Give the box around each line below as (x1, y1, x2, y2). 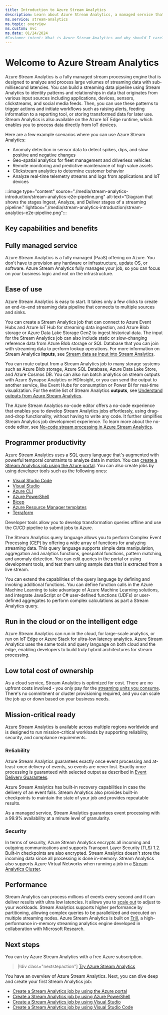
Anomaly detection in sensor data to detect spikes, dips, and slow (12, 146, 148, 152)
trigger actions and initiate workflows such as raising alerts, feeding (5, 106, 145, 112)
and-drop (5, 413, 25, 419)
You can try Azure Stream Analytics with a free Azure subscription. (5, 954, 143, 960)
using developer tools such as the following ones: (5, 468, 107, 474)
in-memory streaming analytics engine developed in (33, 921, 140, 927)
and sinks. (5, 309, 26, 315)
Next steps (5, 940, 40, 949)
